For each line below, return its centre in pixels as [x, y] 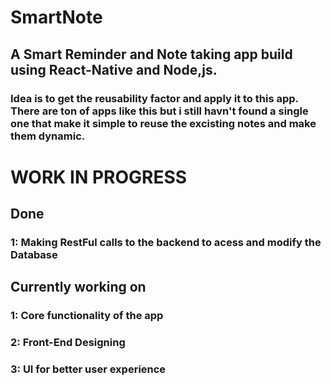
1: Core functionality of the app [87, 316]
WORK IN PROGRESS [99, 177]
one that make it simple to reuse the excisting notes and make [163, 123]
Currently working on [78, 287]
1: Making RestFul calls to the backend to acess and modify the [166, 242]
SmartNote [56, 17]
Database [34, 254]
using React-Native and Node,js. [114, 69]
